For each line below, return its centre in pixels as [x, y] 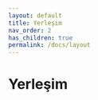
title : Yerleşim [35, 23]
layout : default [35, 15]
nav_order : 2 [30, 30]
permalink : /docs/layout [49, 45]
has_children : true [41, 38]
